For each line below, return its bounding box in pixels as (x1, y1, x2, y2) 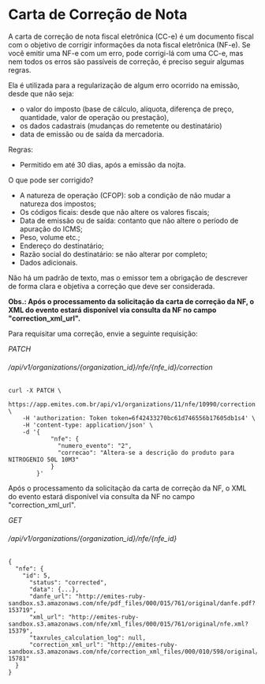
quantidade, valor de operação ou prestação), (19, 112, 170, 122)
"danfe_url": (28, 592, 73, 601)
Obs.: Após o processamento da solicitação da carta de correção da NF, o (8, 296, 255, 306)
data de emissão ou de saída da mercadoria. (19, 129, 164, 139)
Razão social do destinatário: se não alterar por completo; (19, 249, 208, 258)
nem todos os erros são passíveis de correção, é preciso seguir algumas (8, 57, 244, 66)
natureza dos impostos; (19, 199, 97, 209)
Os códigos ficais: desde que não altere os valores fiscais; (19, 207, 210, 216)
